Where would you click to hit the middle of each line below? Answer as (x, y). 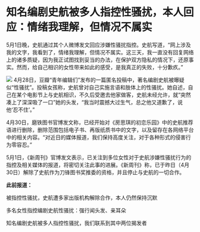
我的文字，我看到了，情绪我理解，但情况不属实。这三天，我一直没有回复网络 (100, 52)
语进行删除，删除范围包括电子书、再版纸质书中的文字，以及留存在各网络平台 (100, 129)
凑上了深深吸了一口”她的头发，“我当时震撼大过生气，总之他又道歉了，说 (95, 102)
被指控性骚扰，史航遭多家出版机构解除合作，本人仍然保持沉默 (82, 197)
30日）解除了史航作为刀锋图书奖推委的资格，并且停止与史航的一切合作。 (96, 172)
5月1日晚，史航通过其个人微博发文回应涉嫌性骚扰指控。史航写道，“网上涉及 (99, 45)
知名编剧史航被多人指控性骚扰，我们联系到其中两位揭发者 (76, 223)
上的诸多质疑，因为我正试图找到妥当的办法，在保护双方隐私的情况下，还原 (97, 60)
